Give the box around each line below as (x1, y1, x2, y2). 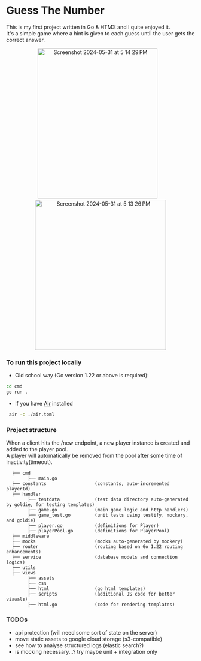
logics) (6, 559, 26, 565)
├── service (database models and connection (11, 554, 178, 561)
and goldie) (6, 517, 36, 523)
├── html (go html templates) (28, 586, 146, 592)
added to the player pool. (6, 446, 68, 453)
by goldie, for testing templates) (6, 502, 95, 508)
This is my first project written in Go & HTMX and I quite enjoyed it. (6, 23, 170, 31)
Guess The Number (6, 4, 105, 17)
